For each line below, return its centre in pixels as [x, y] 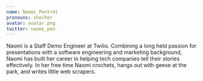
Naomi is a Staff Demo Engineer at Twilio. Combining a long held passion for [101, 46]
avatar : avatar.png [31, 23]
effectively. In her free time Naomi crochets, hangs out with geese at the [96, 65]
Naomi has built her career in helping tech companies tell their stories [93, 59]
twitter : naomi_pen [31, 29]
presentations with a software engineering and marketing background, [94, 53]
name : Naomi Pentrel [32, 12]
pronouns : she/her [29, 18]
